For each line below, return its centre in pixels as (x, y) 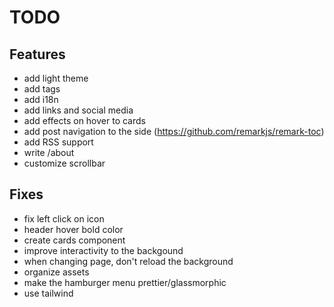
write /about (49, 152)
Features (37, 54)
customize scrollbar (64, 163)
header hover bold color (73, 229)
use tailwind (48, 293)
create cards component (74, 240)
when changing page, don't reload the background (128, 261)
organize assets (56, 272)
